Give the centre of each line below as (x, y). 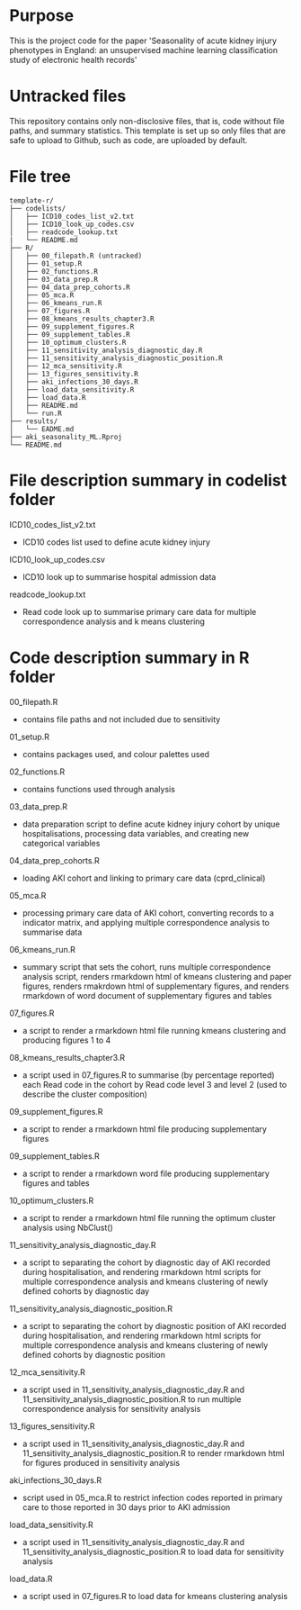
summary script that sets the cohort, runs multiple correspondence (146, 967)
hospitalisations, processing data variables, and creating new (136, 833)
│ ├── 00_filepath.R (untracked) (76, 256)
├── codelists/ (38, 208)
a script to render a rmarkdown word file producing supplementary (146, 1173)
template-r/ (31, 200)
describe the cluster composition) (85, 1094)
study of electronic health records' (73, 59)
